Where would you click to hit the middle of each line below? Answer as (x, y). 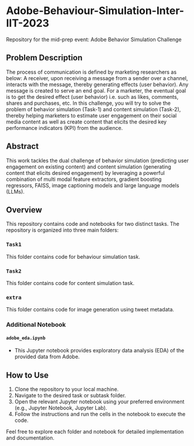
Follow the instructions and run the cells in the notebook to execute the (100, 414)
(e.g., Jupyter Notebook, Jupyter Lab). (61, 408)
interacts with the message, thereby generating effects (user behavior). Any (97, 84)
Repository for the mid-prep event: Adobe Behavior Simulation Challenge (94, 39)
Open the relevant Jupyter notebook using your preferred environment (99, 402)
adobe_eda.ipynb (26, 338)
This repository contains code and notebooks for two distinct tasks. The (93, 224)
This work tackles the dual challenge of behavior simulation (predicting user (97, 160)
